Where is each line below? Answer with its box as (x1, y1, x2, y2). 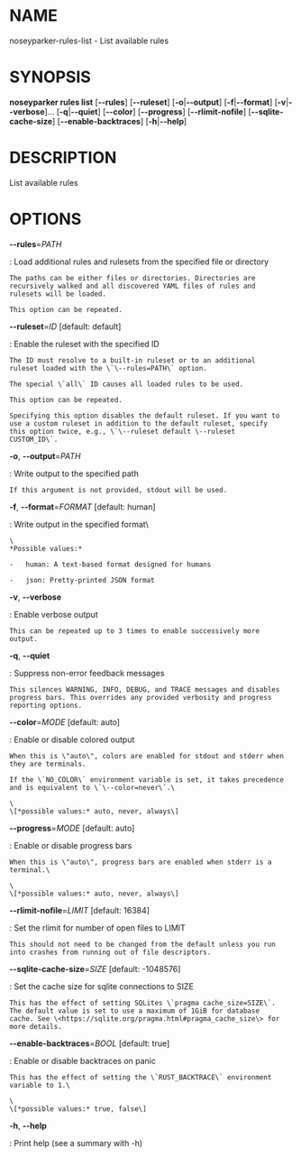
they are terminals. (9, 759, 87, 768)
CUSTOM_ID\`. (9, 435, 59, 444)
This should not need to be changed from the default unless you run (9, 940, 277, 949)
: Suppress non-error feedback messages (9, 667, 165, 678)
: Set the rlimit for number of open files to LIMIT (9, 922, 187, 933)
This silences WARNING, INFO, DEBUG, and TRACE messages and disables (9, 684, 280, 694)
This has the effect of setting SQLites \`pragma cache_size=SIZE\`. (9, 998, 277, 1007)
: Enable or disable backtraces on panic (9, 1055, 156, 1066)
